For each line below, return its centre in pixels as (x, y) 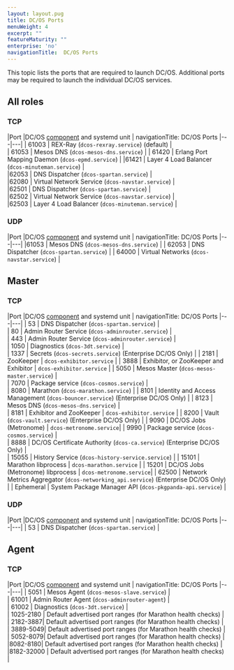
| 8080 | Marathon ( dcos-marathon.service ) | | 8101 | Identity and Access (111, 390)
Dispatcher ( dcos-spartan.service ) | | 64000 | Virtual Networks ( (101, 251)
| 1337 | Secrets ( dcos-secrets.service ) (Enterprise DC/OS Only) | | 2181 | (113, 353)
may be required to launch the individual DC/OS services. (90, 80)
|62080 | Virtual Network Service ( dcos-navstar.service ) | (91, 181)
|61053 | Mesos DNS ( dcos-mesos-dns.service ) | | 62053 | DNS (114, 244)
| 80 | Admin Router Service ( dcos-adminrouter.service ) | (90, 331)
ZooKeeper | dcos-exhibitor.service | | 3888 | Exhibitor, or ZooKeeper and (116, 361)
